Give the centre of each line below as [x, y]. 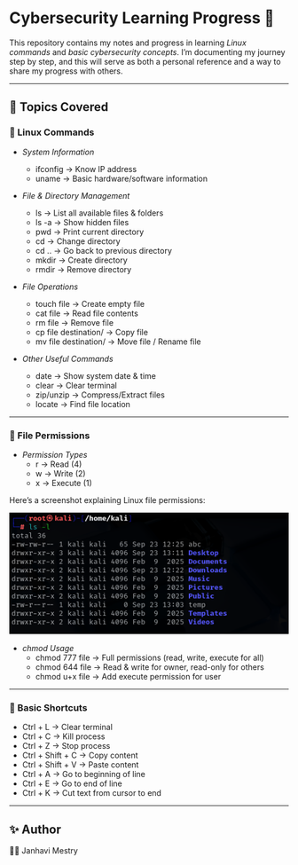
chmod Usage [48, 648]
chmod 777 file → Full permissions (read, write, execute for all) [149, 657]
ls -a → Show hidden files [82, 222]
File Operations [50, 287]
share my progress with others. [66, 71]
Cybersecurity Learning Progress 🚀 [142, 18]
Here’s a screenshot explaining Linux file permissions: [107, 499]
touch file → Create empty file [90, 303]
